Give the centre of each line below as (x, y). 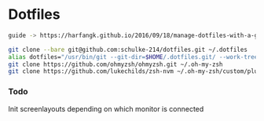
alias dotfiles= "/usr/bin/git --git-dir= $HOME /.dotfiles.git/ (112, 57)
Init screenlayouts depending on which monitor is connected (106, 108)
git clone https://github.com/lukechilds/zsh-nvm (91, 71)
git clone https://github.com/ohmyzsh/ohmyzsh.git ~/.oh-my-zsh (115, 64)
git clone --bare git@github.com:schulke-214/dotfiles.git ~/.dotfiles (128, 49)
